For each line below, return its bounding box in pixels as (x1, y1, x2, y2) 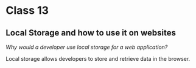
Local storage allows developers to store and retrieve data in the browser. (5, 55, 191, 62)
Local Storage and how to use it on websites (5, 28, 176, 38)
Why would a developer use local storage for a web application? (5, 43, 168, 51)
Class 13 (5, 4, 49, 17)
